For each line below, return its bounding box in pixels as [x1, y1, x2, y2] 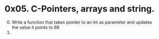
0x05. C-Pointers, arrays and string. [4, 3, 155, 14]
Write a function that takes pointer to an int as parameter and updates [11, 19, 152, 25]
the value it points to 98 [11, 24, 60, 30]
